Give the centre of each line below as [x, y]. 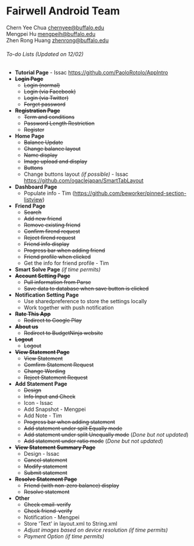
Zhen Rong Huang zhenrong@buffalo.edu [58, 40]
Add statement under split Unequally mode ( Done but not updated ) [106, 435]
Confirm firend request [52, 231]
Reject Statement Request [56, 377]
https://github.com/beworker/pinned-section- [130, 193]
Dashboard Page [36, 187]
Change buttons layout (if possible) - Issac [76, 174]
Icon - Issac [38, 403]
